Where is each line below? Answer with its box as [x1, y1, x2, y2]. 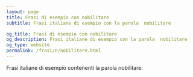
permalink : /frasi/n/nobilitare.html [6, 48, 101, 54]
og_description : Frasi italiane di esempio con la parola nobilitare [6, 37, 188, 43]
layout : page [6, 8, 39, 15]
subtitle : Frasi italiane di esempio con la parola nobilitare [6, 20, 171, 26]
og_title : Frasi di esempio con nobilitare [6, 31, 118, 37]
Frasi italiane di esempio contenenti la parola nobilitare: [6, 64, 144, 71]
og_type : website [6, 42, 50, 48]
